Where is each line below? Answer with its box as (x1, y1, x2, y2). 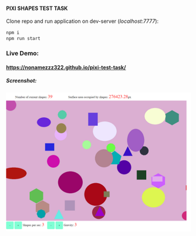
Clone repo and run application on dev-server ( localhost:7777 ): (6, 18, 159, 25)
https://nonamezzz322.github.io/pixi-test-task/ (6, 63, 126, 70)
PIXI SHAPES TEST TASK (6, 5, 68, 12)
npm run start (6, 36, 41, 42)
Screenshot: (6, 77, 37, 85)
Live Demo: (6, 49, 39, 58)
